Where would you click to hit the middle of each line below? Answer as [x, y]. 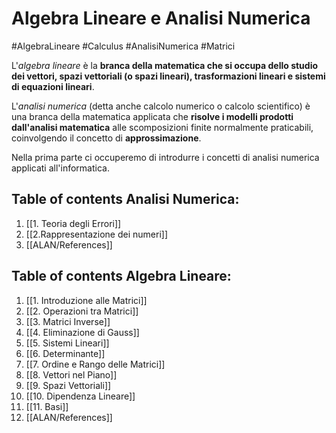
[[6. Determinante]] [65, 353]
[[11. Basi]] [47, 406]
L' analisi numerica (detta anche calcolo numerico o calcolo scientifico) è [161, 106]
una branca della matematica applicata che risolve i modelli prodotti [152, 116]
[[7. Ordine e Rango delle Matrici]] [95, 364]
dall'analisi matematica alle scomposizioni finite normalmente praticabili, [162, 127]
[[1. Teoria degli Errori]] [73, 223]
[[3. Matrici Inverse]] [68, 321]
